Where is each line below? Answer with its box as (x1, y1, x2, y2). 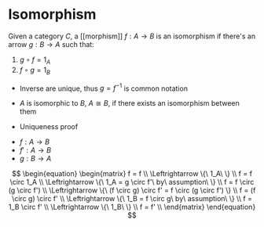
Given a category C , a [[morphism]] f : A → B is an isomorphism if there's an (8, 31, 256, 41)
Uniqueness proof (19, 122, 79, 132)
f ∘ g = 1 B (19, 65, 51, 76)
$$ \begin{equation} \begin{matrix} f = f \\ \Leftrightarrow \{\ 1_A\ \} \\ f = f (11, 169, 253, 178)
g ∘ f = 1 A (19, 55, 51, 66)
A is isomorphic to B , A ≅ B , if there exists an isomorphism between (19, 99, 240, 108)
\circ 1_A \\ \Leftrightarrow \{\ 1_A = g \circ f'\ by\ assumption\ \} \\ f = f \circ (9, 178, 255, 187)
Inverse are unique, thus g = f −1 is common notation (19, 82, 189, 93)
